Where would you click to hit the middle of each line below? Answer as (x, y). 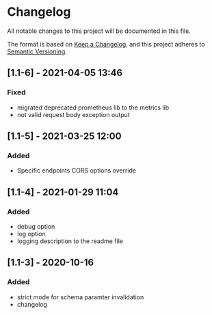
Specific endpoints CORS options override (77, 171)
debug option (36, 226)
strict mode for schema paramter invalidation (80, 297)
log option (31, 234)
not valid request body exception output (73, 114)
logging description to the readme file (70, 241)
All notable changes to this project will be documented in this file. (99, 31)
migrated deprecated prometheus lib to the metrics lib (93, 108)
